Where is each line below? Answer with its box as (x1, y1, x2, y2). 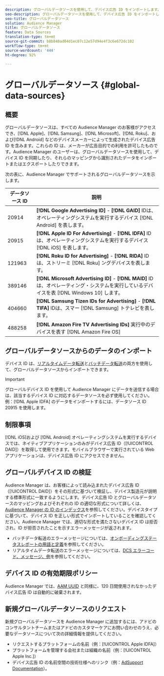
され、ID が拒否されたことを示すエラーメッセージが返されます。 (5, 525, 134, 531)
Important (5, 376, 25, 382)
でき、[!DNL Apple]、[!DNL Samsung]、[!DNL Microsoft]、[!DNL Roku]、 (5, 130, 152, 137)
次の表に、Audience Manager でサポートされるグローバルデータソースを (5, 171, 151, 177)
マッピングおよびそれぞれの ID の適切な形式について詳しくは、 (18, 500, 144, 506)
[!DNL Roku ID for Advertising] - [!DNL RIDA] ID (36, 252, 149, 259)
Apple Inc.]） (12, 654, 39, 659)
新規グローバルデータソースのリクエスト (5, 605, 127, 613)
